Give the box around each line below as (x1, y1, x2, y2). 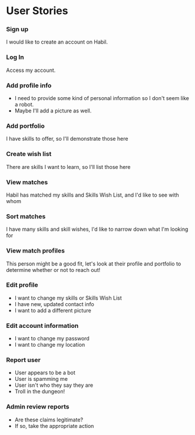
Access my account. (6, 67, 56, 74)
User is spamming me (14, 376, 68, 383)
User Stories (6, 4, 68, 18)
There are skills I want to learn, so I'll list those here (6, 163, 131, 170)
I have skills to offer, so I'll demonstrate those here (6, 135, 128, 142)
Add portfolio (6, 122, 45, 130)
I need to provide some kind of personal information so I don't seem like (14, 95, 190, 102)
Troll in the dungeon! (14, 388, 65, 395)
